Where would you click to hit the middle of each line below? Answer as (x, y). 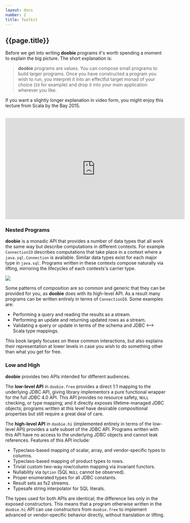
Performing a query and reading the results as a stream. (72, 315)
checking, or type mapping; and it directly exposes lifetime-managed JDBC (85, 403)
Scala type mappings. (36, 331)
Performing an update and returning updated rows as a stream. (79, 320)
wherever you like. (37, 90)
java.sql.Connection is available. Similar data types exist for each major (81, 257)
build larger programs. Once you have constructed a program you (87, 74)
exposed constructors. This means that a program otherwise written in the (84, 504)
